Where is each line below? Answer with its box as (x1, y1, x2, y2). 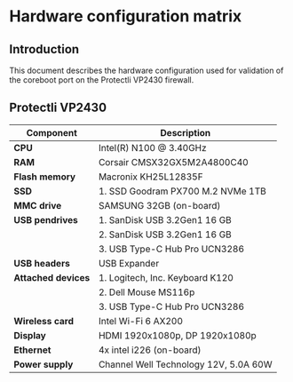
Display (13, 329, 46, 341)
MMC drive (13, 199, 62, 211)
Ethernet (13, 344, 51, 356)
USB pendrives (13, 213, 78, 226)
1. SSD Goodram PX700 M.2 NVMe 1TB (98, 185, 266, 197)
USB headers (13, 257, 71, 269)
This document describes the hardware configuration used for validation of (9, 65, 284, 76)
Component (26, 126, 78, 139)
